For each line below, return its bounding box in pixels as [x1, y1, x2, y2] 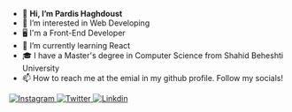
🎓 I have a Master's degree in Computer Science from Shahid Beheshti [21, 50, 284, 61]
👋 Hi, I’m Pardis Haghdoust [21, 9, 123, 19]
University [21, 63, 60, 73]
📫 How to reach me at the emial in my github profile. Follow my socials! [21, 73, 283, 83]
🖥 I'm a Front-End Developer [21, 27, 126, 38]
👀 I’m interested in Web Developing [21, 18, 150, 28]
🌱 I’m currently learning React [21, 41, 131, 50]
